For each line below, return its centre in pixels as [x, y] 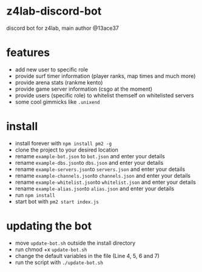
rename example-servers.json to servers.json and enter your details [100, 169]
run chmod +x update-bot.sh [51, 249]
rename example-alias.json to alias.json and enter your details [95, 188]
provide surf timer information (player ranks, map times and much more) [105, 76]
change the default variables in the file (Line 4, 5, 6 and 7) [87, 256]
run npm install [35, 195]
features [28, 53]
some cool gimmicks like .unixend [57, 102]
